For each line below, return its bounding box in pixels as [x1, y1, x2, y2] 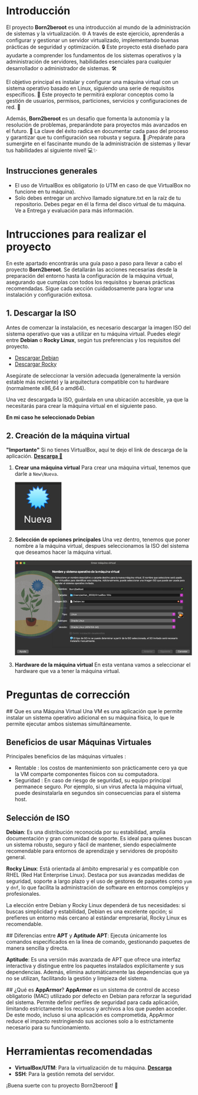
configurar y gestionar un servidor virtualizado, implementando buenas [6, 37, 179, 44]
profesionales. [6, 891, 41, 898]
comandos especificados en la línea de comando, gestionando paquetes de [6, 938, 190, 945]
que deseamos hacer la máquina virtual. [14, 548, 113, 556]
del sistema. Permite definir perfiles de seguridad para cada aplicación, [6, 999, 180, 1006]
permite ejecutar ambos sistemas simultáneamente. [6, 720, 131, 727]
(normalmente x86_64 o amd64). [6, 384, 86, 391]
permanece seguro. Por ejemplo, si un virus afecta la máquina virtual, [14, 783, 184, 790]
